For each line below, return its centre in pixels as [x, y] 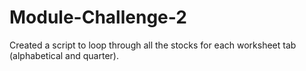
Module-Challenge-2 [98, 17]
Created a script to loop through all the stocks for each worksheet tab [153, 45]
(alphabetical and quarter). [64, 55]
